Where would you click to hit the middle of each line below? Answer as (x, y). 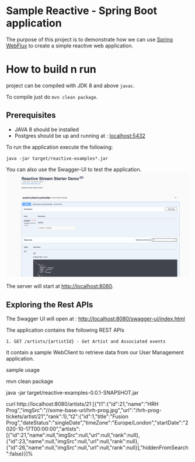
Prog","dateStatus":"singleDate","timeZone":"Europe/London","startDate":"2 (97, 422)
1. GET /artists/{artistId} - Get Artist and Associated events (86, 341)
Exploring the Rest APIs (50, 305)
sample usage (23, 369)
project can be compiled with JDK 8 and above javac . (71, 85)
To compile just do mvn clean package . (52, 97)
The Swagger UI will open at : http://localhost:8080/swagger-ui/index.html (95, 319)
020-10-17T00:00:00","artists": (43, 429)
